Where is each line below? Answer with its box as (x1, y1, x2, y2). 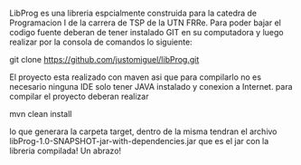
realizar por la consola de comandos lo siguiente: (9, 36, 193, 47)
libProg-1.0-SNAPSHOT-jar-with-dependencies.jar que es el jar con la (9, 136, 269, 146)
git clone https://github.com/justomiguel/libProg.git (9, 54, 200, 64)
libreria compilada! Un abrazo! (9, 145, 122, 156)
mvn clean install (9, 109, 72, 119)
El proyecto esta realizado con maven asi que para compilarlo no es (9, 72, 262, 82)
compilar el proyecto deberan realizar (9, 91, 149, 102)
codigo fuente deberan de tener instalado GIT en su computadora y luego (9, 27, 284, 37)
